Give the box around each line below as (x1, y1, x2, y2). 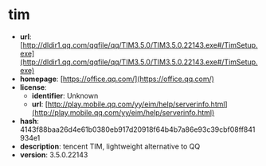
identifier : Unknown (31, 91, 99, 100)
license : (19, 82, 47, 92)
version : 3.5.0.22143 (19, 149, 88, 160)
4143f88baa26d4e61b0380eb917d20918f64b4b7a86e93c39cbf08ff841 (19, 125, 256, 134)
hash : (19, 116, 40, 125)
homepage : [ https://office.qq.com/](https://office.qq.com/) (19, 74, 215, 83)
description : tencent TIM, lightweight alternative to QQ (19, 141, 201, 151)
